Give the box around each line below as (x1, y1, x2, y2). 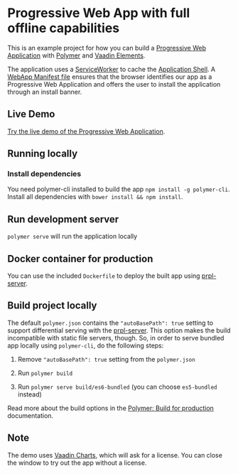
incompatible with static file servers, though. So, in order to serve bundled (7, 333, 225, 342)
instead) (17, 389, 43, 399)
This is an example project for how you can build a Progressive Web (7, 43, 206, 52)
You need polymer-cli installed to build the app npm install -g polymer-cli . (7, 185, 230, 193)
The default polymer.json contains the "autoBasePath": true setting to (7, 318, 214, 327)
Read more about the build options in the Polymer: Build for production (7, 404, 215, 412)
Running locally (7, 148, 78, 160)
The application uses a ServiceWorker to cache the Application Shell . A (7, 65, 215, 73)
